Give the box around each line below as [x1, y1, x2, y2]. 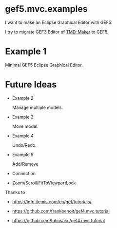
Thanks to [5, 189, 25, 195]
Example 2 [12, 95, 34, 101]
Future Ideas [5, 79, 57, 90]
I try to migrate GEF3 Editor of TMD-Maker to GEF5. [5, 29, 109, 35]
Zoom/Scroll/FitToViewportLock [12, 180, 76, 186]
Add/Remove [12, 161, 39, 167]
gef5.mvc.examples [5, 3, 88, 15]
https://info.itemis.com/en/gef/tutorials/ [12, 198, 92, 205]
